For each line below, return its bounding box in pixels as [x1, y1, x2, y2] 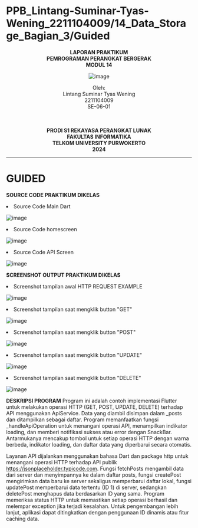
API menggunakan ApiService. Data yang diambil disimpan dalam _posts [6, 409, 182, 417]
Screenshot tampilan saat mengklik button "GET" [14, 306, 133, 313]
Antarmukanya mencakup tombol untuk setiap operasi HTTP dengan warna [6, 435, 190, 442]
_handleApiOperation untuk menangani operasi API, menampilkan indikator [6, 422, 188, 429]
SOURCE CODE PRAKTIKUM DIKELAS [6, 191, 100, 198]
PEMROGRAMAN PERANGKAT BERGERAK [46, 55, 152, 62]
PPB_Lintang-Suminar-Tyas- [6, 4, 149, 18]
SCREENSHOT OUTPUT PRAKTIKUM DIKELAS [6, 271, 121, 278]
